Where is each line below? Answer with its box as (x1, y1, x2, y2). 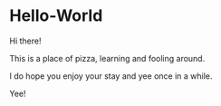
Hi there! (9, 35, 42, 46)
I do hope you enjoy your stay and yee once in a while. (9, 70, 213, 82)
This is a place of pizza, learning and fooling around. (9, 53, 206, 63)
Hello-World (9, 5, 103, 26)
